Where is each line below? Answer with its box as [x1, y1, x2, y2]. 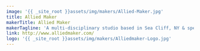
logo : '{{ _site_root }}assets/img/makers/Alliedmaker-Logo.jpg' [6, 36, 171, 42]
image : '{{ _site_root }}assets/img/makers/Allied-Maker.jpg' [6, 8, 164, 15]
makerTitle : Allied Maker [6, 19, 70, 25]
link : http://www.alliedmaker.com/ [6, 30, 95, 36]
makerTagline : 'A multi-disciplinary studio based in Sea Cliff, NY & [6, 25, 185, 31]
